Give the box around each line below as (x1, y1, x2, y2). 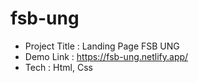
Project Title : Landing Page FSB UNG (24, 40, 180, 52)
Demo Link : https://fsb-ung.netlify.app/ (24, 50, 189, 62)
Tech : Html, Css (24, 61, 93, 73)
